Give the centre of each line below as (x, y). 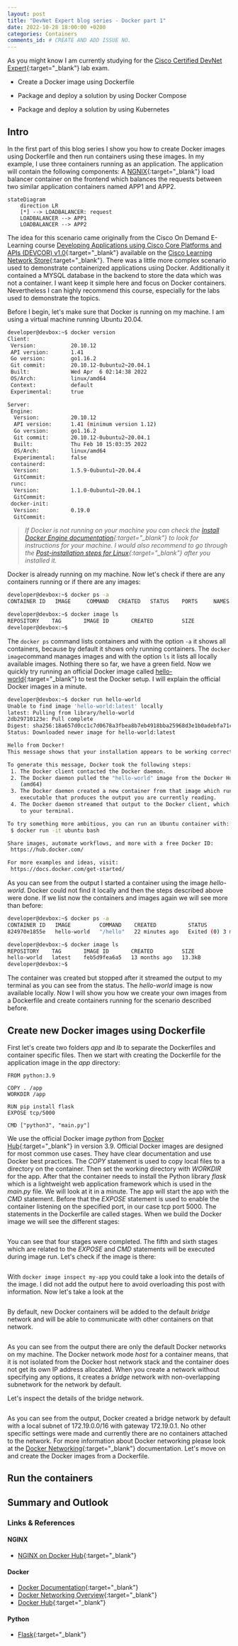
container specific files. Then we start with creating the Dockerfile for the (114, 1055)
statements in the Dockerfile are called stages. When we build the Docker (114, 1214)
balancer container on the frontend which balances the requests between (115, 179)
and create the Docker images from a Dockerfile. (79, 1456)
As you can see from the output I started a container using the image (108, 883)
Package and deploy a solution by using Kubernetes (93, 109)
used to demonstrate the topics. (54, 298)
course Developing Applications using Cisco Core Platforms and (128, 245)
